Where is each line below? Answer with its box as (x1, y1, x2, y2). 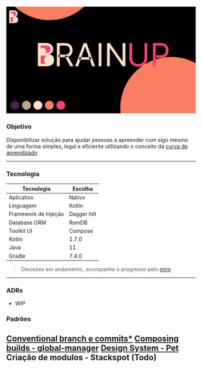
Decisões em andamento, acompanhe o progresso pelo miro (20, 266, 171, 273)
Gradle (8, 252, 26, 259)
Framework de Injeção (8, 210, 64, 218)
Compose (69, 227, 93, 235)
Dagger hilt (69, 210, 97, 218)
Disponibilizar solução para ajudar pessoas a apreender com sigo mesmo (6, 136, 188, 143)
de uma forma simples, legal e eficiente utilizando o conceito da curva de (6, 143, 188, 150)
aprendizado (6, 149, 38, 156)
